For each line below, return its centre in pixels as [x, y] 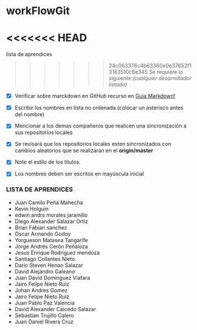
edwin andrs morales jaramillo [51, 215]
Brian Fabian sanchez [41, 227]
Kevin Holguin [32, 208]
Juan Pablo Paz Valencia [45, 303]
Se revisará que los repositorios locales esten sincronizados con [93, 144]
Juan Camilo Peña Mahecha [49, 202]
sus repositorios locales [43, 133]
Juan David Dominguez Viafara [52, 277]
